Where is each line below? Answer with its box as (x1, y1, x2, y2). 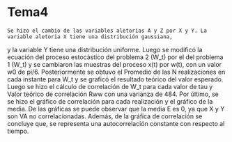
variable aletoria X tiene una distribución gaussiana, (7, 33, 173, 40)
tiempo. (7, 127, 29, 135)
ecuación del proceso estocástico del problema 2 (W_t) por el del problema (7, 53, 224, 61)
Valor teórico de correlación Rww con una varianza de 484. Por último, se (7, 90, 219, 98)
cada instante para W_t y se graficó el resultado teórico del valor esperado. (7, 74, 224, 84)
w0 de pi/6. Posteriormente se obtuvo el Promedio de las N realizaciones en (7, 68, 226, 76)
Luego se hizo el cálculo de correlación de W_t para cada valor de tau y (7, 82, 213, 90)
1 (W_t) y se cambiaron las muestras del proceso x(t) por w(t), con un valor (7, 60, 222, 68)
